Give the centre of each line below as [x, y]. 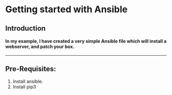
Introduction [26, 28]
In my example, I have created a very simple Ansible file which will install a [86, 41]
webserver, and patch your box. [40, 46]
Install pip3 [24, 87]
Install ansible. [28, 81]
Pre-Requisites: [31, 69]
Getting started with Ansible [67, 9]
